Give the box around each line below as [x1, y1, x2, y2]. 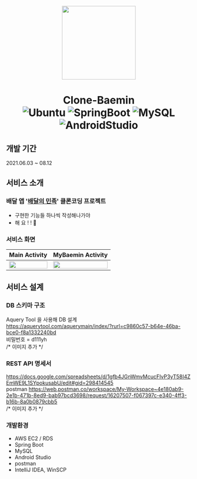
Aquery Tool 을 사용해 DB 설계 [6, 316, 78, 323]
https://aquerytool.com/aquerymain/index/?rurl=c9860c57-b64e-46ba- [6, 322, 181, 329]
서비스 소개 [6, 178, 44, 188]
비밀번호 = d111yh [6, 336, 47, 343]
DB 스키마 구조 [6, 301, 45, 309]
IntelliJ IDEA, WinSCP [14, 466, 67, 474]
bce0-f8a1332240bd [6, 329, 57, 336]
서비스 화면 [6, 235, 36, 243]
